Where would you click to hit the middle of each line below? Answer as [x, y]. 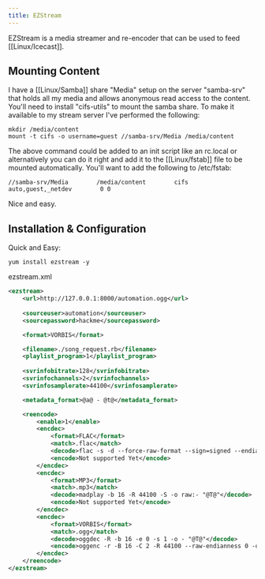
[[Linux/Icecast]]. [36, 46]
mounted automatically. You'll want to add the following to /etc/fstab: [120, 168]
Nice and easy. [32, 204]
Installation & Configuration [77, 228]
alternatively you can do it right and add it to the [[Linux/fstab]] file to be [125, 159]
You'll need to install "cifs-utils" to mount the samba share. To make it [121, 106]
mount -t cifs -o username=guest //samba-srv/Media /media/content [121, 136]
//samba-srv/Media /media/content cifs [99, 182]
